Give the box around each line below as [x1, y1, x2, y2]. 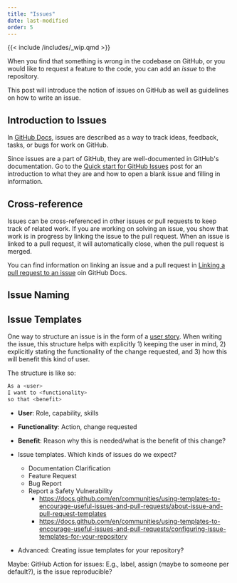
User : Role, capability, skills [17, 408, 99, 417]
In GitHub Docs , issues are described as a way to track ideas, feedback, [7, 133, 218, 142]
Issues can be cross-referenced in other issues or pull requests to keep [7, 217, 217, 225]
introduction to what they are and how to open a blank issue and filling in [7, 170, 221, 178]
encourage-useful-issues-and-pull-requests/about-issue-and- [38, 502, 223, 510]
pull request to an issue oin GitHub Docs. [7, 269, 127, 277]
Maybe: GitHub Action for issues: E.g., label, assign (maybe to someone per [7, 559, 229, 568]
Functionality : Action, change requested [17, 422, 137, 431]
